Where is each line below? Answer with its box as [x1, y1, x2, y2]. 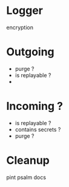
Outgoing [6, 45, 54, 59]
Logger [6, 4, 44, 18]
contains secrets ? [15, 126, 61, 133]
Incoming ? [6, 100, 64, 113]
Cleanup [6, 154, 50, 167]
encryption [6, 24, 33, 31]
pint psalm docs [6, 174, 47, 181]
